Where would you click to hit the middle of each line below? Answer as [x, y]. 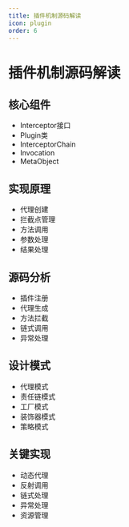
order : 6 [23, 30]
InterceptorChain [48, 144]
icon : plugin [30, 23]
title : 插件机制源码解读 [45, 16]
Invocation [37, 153]
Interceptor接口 [45, 126]
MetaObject [39, 162]
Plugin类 [34, 135]
